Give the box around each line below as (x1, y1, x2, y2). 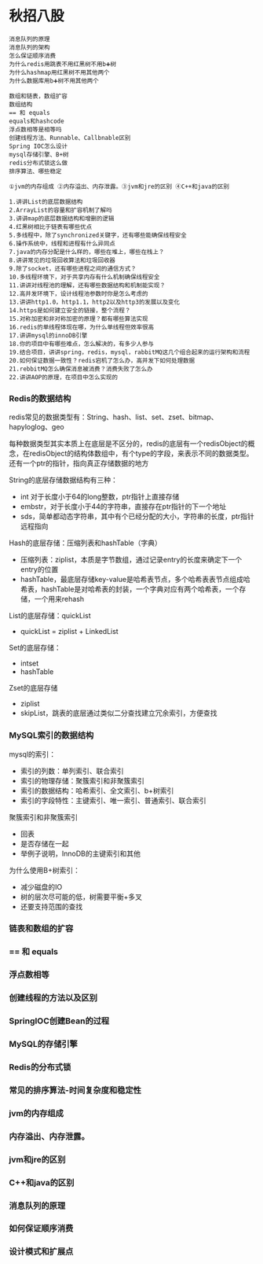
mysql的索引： (9, 749, 57, 759)
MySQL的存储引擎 (9, 1039, 78, 1050)
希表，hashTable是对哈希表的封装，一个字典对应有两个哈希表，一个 (20, 584, 239, 594)
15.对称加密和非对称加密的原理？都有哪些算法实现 (9, 315, 148, 322)
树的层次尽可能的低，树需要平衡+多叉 (20, 892, 143, 901)
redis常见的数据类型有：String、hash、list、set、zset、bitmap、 (9, 412, 218, 422)
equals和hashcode (9, 117, 65, 125)
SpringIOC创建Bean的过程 (9, 1015, 110, 1026)
